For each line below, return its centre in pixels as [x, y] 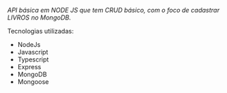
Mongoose [33, 82]
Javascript [33, 52]
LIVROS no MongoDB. [39, 17]
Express [29, 67]
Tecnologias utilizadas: [41, 31]
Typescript [33, 59]
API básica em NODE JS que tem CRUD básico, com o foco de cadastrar [114, 10]
